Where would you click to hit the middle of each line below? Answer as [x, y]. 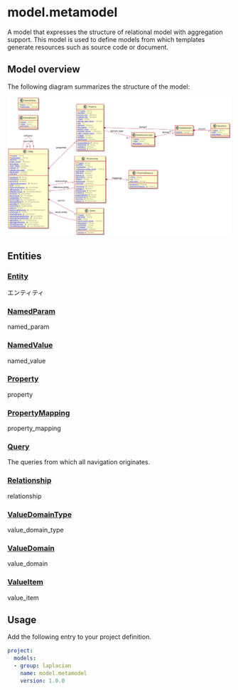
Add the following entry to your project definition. [79, 637]
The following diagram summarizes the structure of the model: [99, 87]
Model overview [44, 69]
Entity [18, 276]
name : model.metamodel [54, 674]
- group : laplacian [43, 666]
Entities [25, 256]
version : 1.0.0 [43, 681]
